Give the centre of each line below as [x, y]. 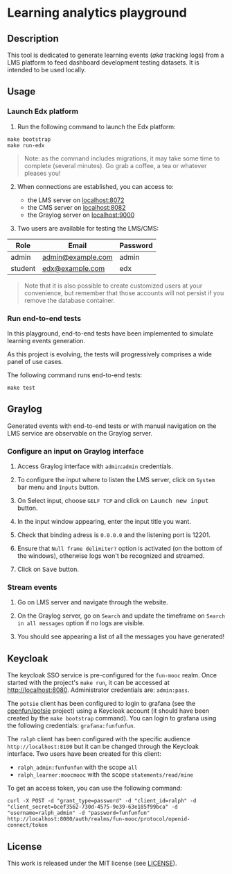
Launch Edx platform [43, 111]
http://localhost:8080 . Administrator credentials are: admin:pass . [98, 690]
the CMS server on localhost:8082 [77, 207]
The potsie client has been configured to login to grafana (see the [101, 704]
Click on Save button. [48, 569]
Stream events [32, 587]
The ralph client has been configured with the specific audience [99, 739]
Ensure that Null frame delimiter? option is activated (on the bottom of [120, 549]
